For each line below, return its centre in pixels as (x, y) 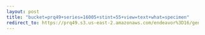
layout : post (23, 12)
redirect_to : (23, 23)
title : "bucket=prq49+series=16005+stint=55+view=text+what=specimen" (98, 17)
